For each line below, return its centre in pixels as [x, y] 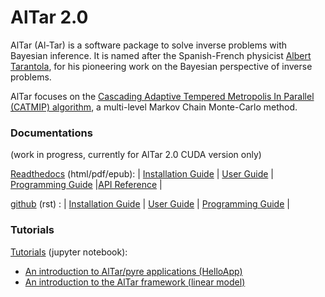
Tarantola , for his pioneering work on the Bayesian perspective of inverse [161, 66]
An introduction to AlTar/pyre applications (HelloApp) [133, 271]
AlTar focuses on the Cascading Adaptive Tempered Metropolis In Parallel [162, 96]
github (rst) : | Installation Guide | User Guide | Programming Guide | [150, 204]
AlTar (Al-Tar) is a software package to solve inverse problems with [149, 45]
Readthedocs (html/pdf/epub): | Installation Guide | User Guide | [142, 174]
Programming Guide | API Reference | [86, 185]
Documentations [51, 133]
